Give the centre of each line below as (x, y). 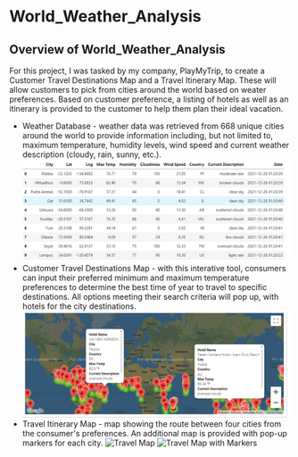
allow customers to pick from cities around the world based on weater (138, 90)
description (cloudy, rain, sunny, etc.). (92, 154)
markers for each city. (62, 443)
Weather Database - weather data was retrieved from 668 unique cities (153, 126)
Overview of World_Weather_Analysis (117, 50)
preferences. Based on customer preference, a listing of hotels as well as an (149, 99)
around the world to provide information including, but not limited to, (148, 135)
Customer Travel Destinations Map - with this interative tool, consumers (154, 269)
